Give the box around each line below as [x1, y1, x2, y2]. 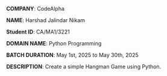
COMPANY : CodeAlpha [6, 5, 65, 12]
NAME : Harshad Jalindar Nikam [6, 17, 86, 23]
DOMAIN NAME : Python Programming [6, 40, 102, 47]
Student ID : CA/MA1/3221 [6, 28, 71, 35]
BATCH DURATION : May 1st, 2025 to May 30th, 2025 [6, 51, 139, 59]
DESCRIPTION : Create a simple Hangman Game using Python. [6, 63, 162, 70]
